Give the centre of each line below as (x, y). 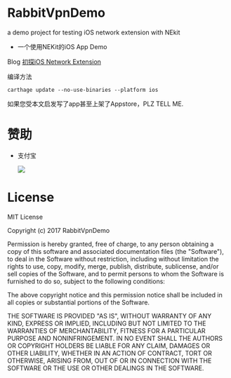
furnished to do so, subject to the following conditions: (86, 281)
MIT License (25, 217)
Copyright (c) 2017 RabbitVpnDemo (59, 230)
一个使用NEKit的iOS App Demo (62, 46)
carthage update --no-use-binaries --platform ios (83, 90)
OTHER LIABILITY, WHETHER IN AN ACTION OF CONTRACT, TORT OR (110, 353)
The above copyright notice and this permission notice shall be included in (115, 295)
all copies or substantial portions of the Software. (78, 302)
